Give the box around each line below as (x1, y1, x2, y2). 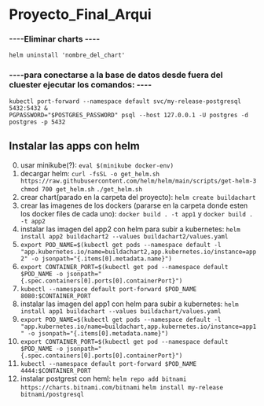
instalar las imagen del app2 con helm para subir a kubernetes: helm (20, 224, 240, 234)
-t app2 (20, 217, 46, 225)
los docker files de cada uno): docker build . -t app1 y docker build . (20, 209, 254, 218)
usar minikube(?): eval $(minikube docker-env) (20, 160, 174, 170)
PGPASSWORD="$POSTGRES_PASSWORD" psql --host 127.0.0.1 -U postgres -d (9, 111, 248, 119)
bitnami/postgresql (20, 390, 85, 398)
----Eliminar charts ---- (9, 34, 101, 45)
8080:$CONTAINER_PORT (20, 292, 91, 300)
